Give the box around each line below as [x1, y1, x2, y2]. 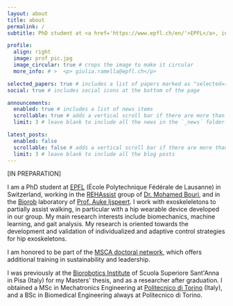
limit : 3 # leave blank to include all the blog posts [13, 151, 175, 158]
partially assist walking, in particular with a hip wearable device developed [7, 205, 220, 214]
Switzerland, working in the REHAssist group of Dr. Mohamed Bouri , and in [7, 190, 221, 198]
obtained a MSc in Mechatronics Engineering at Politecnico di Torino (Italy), [7, 284, 223, 292]
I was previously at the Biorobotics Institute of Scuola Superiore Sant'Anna [7, 269, 220, 278]
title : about [7, 17, 45, 24]
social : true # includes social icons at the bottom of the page [7, 87, 200, 94]
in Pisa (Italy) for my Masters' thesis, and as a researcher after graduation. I [7, 276, 223, 284]
